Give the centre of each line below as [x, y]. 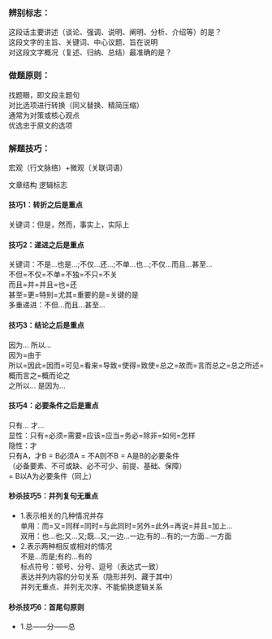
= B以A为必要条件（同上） [52, 476]
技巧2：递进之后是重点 [46, 245]
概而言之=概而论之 [39, 375]
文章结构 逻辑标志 [38, 185]
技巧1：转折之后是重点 [46, 205]
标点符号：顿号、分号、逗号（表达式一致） [91, 566]
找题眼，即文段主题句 [44, 94]
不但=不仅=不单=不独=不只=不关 [63, 275]
